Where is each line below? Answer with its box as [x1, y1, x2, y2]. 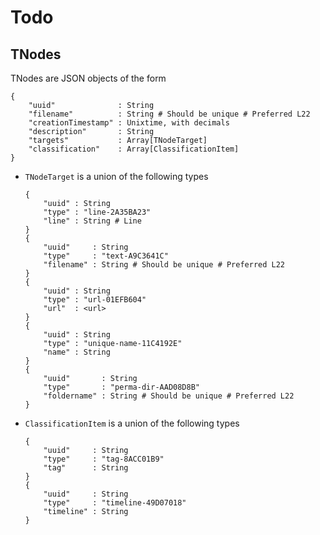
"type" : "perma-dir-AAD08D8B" [43, 382, 200, 392]
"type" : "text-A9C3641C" [43, 251, 169, 261]
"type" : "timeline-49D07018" [43, 498, 187, 508]
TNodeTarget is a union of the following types [24, 171, 209, 182]
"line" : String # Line [43, 216, 142, 226]
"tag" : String [43, 463, 129, 473]
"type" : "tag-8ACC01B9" [43, 454, 165, 464]
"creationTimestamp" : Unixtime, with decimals [28, 118, 230, 128]
